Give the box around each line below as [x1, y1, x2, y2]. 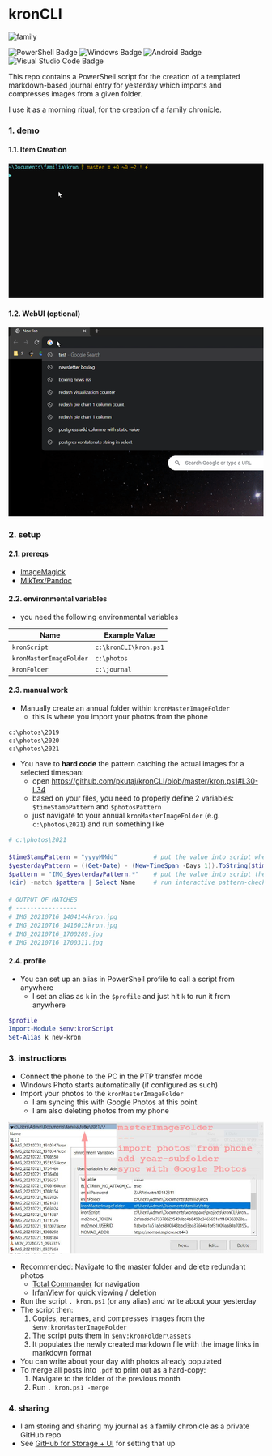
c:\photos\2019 [8, 728, 60, 737]
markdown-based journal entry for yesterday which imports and [8, 80, 222, 90]
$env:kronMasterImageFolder [32, 1324, 127, 1332]
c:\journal [95, 666, 132, 674]
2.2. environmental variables [8, 594, 108, 604]
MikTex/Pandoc [19, 575, 73, 585]
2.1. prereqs [8, 549, 49, 559]
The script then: [19, 1305, 74, 1315]
